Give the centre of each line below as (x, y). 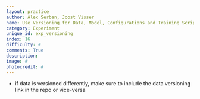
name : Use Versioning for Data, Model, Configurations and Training (93, 23)
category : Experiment (33, 28)
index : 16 (18, 39)
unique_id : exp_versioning (40, 34)
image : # (17, 61)
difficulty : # (24, 45)
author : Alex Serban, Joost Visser (50, 17)
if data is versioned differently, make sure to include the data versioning (103, 84)
